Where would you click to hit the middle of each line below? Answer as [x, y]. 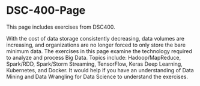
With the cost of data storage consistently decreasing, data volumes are [95, 38]
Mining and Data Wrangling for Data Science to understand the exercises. [97, 76]
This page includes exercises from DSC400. [61, 27]
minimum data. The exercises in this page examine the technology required [99, 51]
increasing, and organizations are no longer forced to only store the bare [96, 45]
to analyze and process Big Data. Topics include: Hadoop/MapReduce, [94, 57]
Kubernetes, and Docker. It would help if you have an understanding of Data [100, 70]
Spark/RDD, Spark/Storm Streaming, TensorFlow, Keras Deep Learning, [95, 64]
